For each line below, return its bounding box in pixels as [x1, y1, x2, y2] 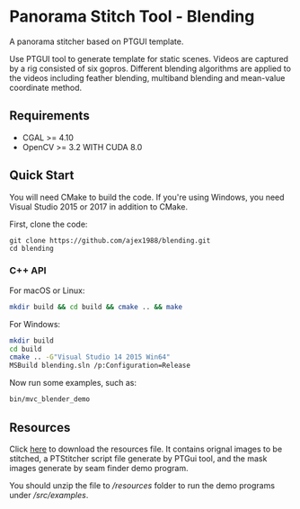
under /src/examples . [9, 489, 89, 500]
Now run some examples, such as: [9, 378, 137, 388]
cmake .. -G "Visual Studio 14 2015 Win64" [9, 353, 171, 362]
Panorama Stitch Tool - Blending [9, 6, 255, 27]
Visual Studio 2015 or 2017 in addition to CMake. [9, 201, 189, 212]
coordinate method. [9, 82, 83, 93]
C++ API [9, 264, 47, 277]
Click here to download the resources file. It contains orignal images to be [9, 443, 283, 454]
